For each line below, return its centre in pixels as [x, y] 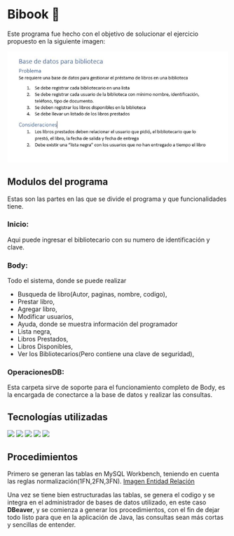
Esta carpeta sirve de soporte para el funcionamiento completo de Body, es [116, 387]
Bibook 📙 [34, 14]
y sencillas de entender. [42, 525]
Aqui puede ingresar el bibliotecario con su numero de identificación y [109, 240]
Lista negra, [35, 332]
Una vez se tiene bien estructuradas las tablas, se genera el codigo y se [111, 495]
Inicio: [18, 224]
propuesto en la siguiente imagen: [56, 41]
